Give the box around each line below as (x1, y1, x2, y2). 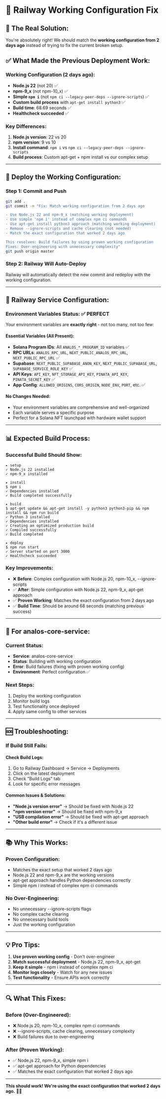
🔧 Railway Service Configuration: (5, 296, 109, 304)
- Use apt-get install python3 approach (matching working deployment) (5, 222, 156, 227)
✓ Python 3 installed (5, 514, 50, 519)
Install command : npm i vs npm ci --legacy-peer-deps (12, 144, 124, 150)
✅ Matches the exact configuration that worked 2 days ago (12, 1068, 133, 1074)
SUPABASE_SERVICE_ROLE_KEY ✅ (12, 366, 73, 371)
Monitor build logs (12, 698, 50, 704)
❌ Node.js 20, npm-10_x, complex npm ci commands (12, 1022, 120, 1029)
